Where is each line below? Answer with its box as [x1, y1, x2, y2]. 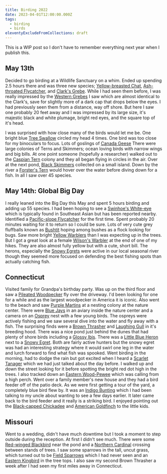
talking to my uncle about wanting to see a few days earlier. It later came [5, 392, 155, 398]
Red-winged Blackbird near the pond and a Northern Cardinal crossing [5, 441, 151, 448]
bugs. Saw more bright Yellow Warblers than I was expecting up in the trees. [5, 232, 162, 238]
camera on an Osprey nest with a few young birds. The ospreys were [5, 313, 147, 319]
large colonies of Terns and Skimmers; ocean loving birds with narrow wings [5, 146, 163, 152]
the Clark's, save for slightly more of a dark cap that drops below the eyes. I [5, 99, 161, 105]
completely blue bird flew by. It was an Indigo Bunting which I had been [5, 387, 152, 393]
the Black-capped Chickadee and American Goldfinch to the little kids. [5, 403, 150, 409]
